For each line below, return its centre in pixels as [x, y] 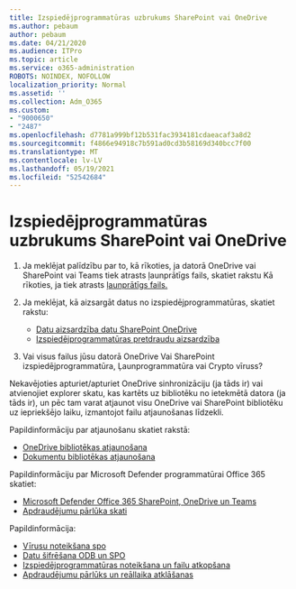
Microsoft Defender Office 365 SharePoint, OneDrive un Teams [139, 502]
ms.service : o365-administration [72, 69]
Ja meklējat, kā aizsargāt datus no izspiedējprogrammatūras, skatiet [148, 302]
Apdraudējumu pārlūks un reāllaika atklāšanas [108, 575]
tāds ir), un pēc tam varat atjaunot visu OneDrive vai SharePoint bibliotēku [146, 403]
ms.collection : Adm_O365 [56, 101]
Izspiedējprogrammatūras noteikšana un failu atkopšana [126, 566]
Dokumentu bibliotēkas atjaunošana [89, 457]
